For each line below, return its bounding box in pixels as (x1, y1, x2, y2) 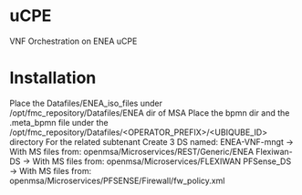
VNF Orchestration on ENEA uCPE (9, 36, 138, 46)
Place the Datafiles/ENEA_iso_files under (9, 97, 162, 108)
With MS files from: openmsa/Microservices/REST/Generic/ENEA (9, 146, 254, 157)
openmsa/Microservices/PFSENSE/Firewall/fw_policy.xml (9, 175, 225, 186)
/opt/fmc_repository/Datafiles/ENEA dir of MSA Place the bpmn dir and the (9, 107, 290, 118)
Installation (9, 67, 97, 88)
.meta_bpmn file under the (9, 117, 109, 128)
